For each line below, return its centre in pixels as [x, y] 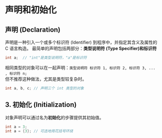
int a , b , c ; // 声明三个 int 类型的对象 [45, 88]
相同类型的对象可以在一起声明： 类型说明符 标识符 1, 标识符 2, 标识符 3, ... [80, 68]
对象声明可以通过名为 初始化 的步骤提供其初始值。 [54, 117]
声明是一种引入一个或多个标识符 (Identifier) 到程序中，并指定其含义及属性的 [81, 42]
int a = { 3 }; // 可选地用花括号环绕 [39, 131]
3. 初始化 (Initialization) [41, 105]
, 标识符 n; [16, 73]
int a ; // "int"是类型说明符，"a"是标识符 [46, 58]
